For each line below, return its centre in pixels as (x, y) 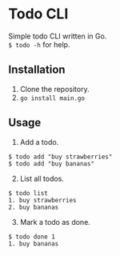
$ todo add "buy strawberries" (60, 157)
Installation (37, 70)
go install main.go (52, 98)
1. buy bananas (34, 244)
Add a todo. (39, 142)
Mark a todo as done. (55, 222)
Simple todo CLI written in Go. (58, 36)
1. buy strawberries (43, 200)
